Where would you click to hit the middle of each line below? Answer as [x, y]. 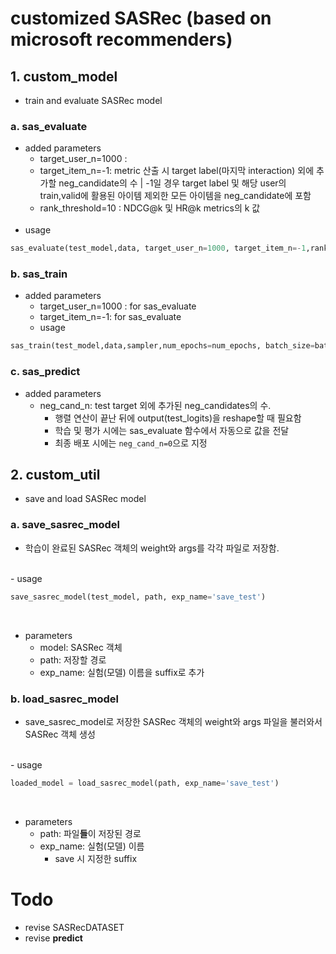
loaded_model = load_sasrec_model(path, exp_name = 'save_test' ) [145, 783]
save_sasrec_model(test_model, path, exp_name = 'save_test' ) [138, 597]
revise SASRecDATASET [74, 927]
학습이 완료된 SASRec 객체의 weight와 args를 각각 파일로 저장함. [152, 548]
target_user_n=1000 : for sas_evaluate [118, 306]
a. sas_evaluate [49, 126]
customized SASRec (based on [141, 18]
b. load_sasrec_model [64, 699]
